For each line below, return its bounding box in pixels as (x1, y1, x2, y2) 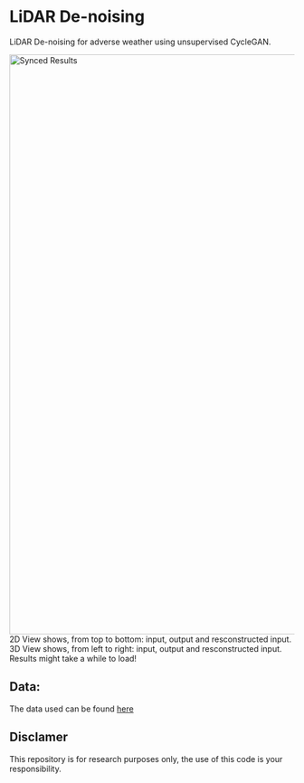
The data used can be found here (9, 703, 134, 714)
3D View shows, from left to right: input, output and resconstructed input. (9, 643, 282, 654)
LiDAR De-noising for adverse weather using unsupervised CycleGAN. (9, 36, 271, 47)
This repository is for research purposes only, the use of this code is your (9, 753, 283, 764)
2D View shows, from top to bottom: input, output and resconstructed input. (9, 634, 292, 645)
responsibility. (9, 763, 62, 774)
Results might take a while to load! (9, 653, 138, 664)
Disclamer (9, 730, 69, 745)
